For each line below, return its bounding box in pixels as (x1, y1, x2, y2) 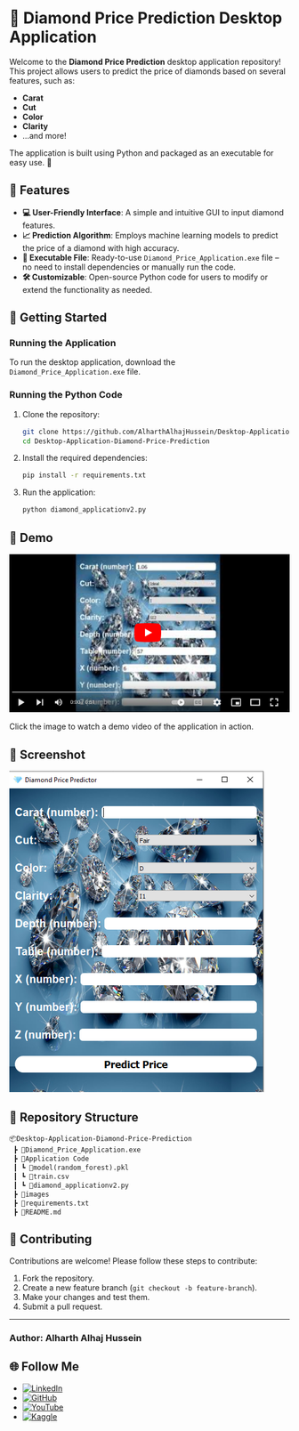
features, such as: (9, 75, 76, 85)
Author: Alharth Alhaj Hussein (9, 1331, 142, 1344)
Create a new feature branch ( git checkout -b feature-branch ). (21, 1281, 258, 1293)
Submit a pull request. (21, 1301, 103, 1312)
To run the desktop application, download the (9, 357, 176, 368)
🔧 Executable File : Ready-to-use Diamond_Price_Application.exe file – (21, 252, 279, 263)
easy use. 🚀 (9, 157, 53, 167)
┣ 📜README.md (12, 1208, 62, 1217)
